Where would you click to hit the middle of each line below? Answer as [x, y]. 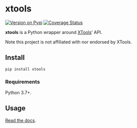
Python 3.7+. [18, 92]
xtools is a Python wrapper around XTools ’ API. [54, 32]
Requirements [23, 81]
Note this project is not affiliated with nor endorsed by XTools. [68, 42]
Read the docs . [21, 120]
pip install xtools [25, 69]
